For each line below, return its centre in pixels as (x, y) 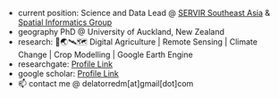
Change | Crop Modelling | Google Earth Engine (106, 54)
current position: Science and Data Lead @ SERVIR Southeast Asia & (144, 13)
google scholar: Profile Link (68, 73)
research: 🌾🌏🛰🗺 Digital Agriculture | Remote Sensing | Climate (137, 42)
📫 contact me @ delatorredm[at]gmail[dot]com (106, 83)
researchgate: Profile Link (65, 64)
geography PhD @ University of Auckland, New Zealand (121, 32)
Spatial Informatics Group (65, 22)
